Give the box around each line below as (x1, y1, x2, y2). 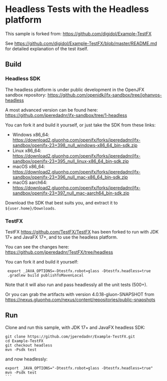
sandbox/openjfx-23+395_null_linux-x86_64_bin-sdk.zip (12, 158, 129, 164)
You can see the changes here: (5, 243, 69, 249)
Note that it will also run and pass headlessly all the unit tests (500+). (5, 281, 147, 287)
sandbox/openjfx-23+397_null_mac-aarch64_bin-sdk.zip (12, 190, 129, 196)
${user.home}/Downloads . (5, 205, 56, 211)
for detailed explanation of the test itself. (5, 45, 88, 51)
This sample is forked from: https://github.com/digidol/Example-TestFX (5, 30, 151, 36)
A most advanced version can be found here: (5, 106, 98, 113)
